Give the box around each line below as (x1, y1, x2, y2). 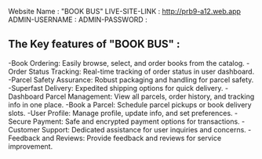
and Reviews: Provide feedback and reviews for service (42, 133, 222, 143)
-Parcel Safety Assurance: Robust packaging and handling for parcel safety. (8, 74, 254, 85)
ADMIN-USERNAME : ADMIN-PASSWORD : (8, 15, 147, 24)
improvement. (8, 141, 53, 151)
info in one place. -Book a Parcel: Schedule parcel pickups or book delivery (8, 99, 253, 109)
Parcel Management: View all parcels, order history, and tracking (45, 92, 255, 101)
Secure (8, 117, 31, 126)
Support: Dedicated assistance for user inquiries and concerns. (42, 125, 247, 134)
